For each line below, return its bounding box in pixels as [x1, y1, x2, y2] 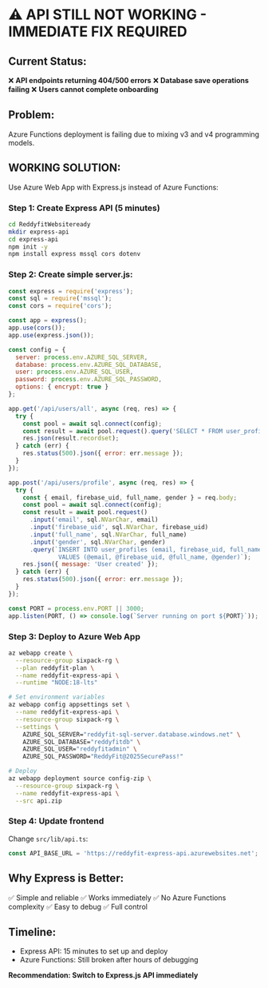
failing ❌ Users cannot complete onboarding [8, 85, 159, 94]
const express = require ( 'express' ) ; [8, 287, 134, 295]
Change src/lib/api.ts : [8, 834, 89, 843]
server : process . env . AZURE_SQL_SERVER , [15, 353, 148, 361]
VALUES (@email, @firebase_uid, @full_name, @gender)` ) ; [58, 553, 251, 561]
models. [8, 137, 35, 147]
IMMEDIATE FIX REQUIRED [8, 22, 187, 41]
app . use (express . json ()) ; [8, 331, 94, 339]
